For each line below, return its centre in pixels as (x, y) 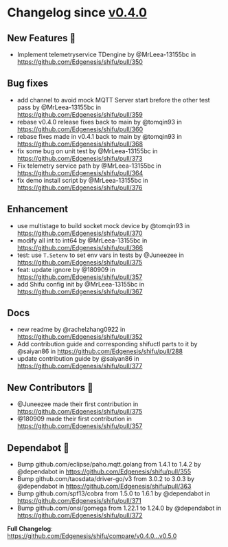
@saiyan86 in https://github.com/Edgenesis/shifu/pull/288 (100, 351)
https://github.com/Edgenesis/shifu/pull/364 (80, 172)
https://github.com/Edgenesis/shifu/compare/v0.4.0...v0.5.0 (92, 536)
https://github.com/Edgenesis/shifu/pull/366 (80, 247)
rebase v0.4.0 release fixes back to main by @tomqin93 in (99, 122)
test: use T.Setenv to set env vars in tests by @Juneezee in (100, 255)
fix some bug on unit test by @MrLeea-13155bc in (87, 151)
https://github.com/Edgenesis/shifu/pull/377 (80, 366)
